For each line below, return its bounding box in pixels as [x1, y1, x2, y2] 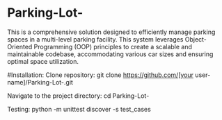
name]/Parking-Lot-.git [7, 78, 73, 86]
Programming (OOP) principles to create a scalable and [33, 42, 193, 51]
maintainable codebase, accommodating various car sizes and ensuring [7, 50, 214, 58]
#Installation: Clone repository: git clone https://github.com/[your [7, 71, 193, 79]
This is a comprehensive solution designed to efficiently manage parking [7, 28, 216, 36]
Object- [184, 35, 207, 43]
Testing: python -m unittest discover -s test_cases [7, 105, 151, 113]
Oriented [7, 42, 33, 51]
